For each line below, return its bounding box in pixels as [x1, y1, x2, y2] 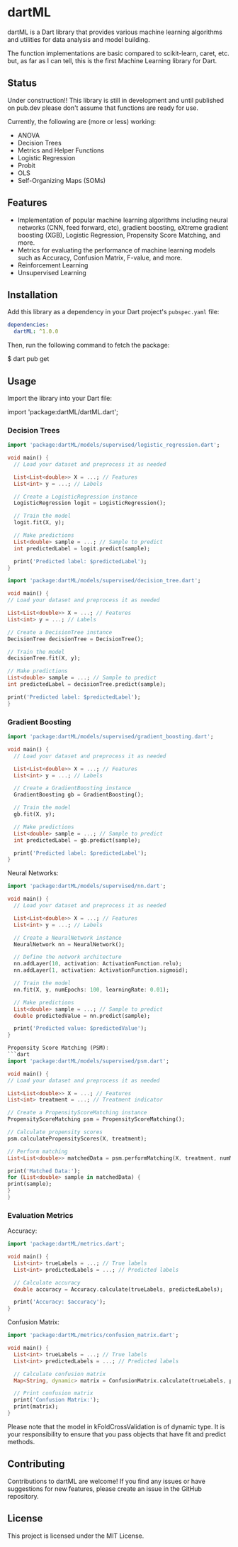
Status [7, 77, 38, 89]
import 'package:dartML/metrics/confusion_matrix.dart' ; [7, 1331, 179, 1339]
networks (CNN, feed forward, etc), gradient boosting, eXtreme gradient [17, 223, 229, 231]
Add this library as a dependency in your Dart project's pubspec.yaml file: [7, 308, 220, 316]
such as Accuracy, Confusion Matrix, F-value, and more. [17, 253, 183, 262]
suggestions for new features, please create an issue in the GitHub [7, 1484, 202, 1493]
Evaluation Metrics [7, 1210, 74, 1220]
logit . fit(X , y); [13, 519, 65, 526]
